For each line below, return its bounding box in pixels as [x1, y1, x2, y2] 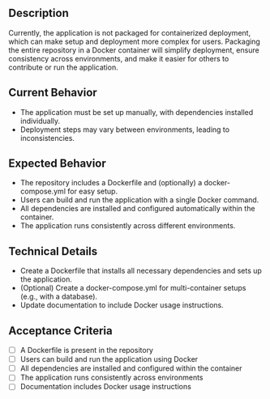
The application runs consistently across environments [19, 372, 204, 383]
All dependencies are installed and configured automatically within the [19, 204, 255, 214]
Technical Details [8, 244, 98, 258]
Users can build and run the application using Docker [19, 354, 199, 364]
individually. [19, 116, 61, 125]
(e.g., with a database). [19, 291, 98, 302]
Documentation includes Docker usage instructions [19, 382, 192, 392]
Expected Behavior [8, 157, 107, 171]
